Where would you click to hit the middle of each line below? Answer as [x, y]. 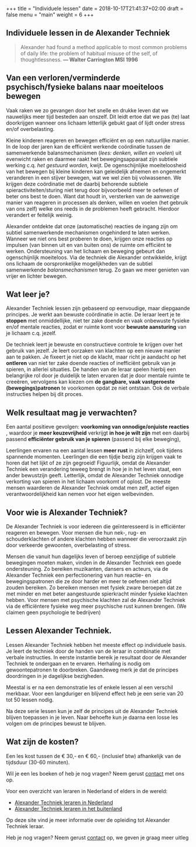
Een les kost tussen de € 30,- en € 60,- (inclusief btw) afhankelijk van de [94, 756]
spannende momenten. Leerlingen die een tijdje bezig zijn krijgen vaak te [94, 457]
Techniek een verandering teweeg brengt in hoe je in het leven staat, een [94, 469]
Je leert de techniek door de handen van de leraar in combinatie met [88, 651]
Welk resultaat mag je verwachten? [71, 413]
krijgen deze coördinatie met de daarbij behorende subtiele [77, 184]
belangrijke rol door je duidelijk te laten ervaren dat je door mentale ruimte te [98, 376]
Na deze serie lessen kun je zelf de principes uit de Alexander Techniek [92, 711]
